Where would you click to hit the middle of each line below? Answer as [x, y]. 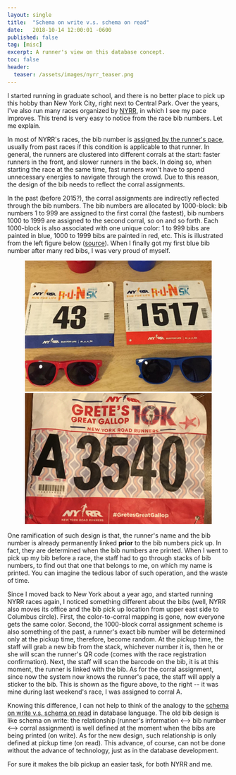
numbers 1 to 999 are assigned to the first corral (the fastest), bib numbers [116, 213]
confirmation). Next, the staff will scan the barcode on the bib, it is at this [113, 661]
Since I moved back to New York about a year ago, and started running [110, 594]
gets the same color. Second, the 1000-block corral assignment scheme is [115, 624]
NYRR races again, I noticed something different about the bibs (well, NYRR [117, 601]
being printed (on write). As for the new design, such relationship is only [112, 735]
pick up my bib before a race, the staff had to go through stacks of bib [109, 557]
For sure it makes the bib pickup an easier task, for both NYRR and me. [110, 764]
